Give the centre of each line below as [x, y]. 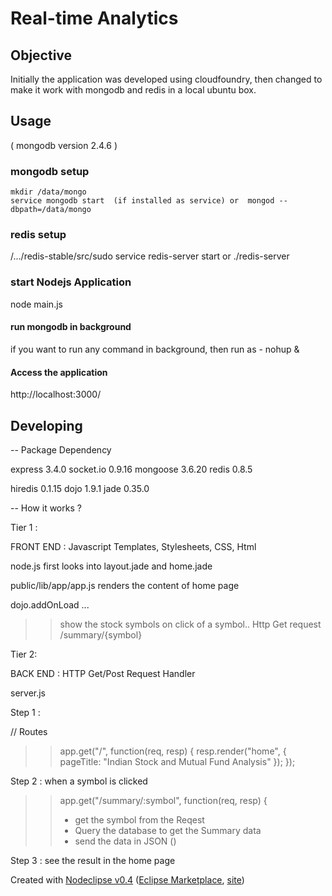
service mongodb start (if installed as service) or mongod [142, 201]
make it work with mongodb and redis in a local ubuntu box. [133, 90]
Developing [46, 425]
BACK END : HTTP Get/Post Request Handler [103, 673]
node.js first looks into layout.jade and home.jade [111, 566]
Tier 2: [24, 654]
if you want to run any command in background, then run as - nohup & [155, 349]
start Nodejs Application [71, 282]
